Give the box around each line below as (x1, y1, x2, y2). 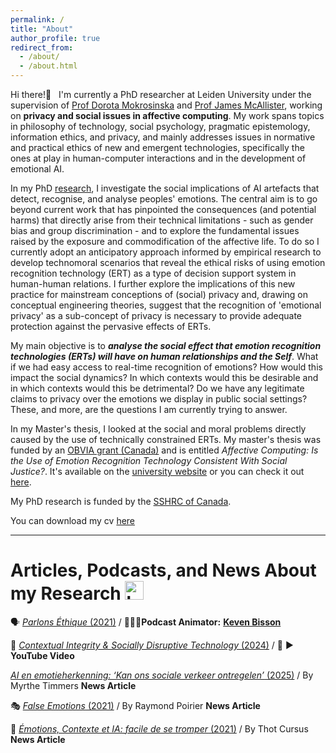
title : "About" (10, 24, 74, 34)
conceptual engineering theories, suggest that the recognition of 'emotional (10, 299, 322, 311)
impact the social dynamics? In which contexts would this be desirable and (10, 372, 319, 383)
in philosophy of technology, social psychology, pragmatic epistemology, (10, 121, 311, 132)
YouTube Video (10, 649, 75, 661)
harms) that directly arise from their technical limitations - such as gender (10, 214, 314, 226)
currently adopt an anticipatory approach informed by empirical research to (10, 246, 322, 258)
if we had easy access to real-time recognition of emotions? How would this (10, 361, 323, 373)
